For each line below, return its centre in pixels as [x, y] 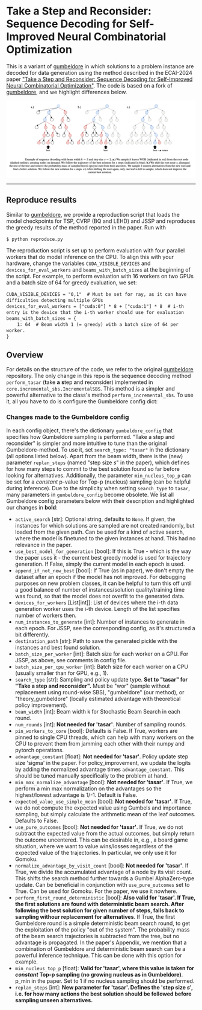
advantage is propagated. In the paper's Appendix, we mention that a [101, 942]
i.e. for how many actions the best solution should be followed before [103, 994]
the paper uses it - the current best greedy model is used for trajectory [103, 557]
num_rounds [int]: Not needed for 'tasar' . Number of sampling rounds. [101, 724]
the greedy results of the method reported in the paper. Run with [86, 227]
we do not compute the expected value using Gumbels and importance [103, 808]
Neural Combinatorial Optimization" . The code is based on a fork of [89, 85]
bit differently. [32, 634]
